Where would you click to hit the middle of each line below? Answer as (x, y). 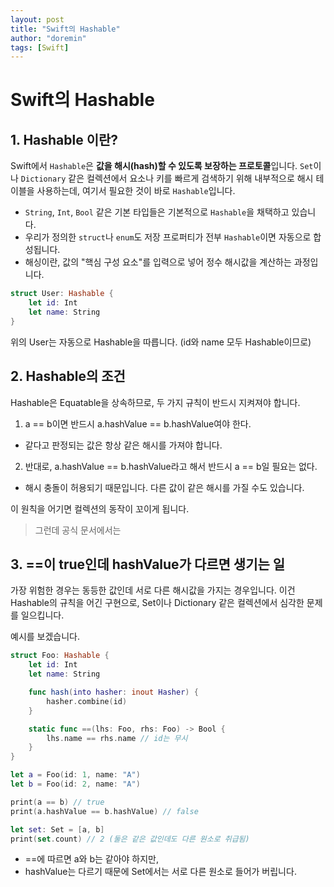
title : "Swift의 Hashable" (65, 29)
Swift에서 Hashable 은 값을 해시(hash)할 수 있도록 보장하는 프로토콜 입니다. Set (162, 166)
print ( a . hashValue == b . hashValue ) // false (104, 811)
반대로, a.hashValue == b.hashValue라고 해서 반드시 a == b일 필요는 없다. (171, 466)
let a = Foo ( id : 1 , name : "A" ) (75, 775)
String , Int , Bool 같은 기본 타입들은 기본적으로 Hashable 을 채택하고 (157, 212)
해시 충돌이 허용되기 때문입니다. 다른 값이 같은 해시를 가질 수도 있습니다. (164, 487)
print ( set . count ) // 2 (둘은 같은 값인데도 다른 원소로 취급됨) (130, 839)
